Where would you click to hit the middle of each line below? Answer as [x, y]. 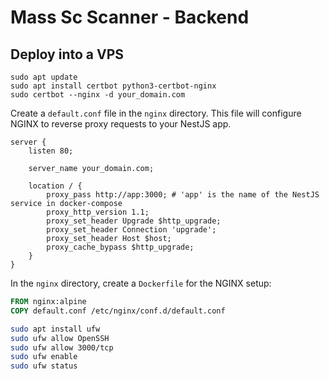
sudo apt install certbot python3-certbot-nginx [113, 86]
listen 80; [51, 151]
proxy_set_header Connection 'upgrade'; [131, 230]
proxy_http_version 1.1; [98, 212]
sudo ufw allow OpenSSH [60, 338]
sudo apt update [44, 77]
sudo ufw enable [44, 357]
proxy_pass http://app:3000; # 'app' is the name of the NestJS [183, 195]
